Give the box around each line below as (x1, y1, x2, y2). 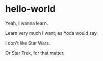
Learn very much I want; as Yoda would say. (5, 30, 98, 36)
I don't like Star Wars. (5, 39, 50, 46)
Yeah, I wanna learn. (5, 20, 48, 26)
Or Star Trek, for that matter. (5, 50, 65, 56)
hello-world (5, 3, 56, 15)
